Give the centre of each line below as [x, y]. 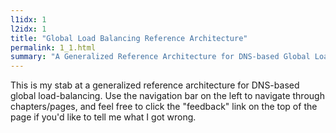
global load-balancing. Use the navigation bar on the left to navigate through [167, 96]
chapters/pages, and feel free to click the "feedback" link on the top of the [164, 107]
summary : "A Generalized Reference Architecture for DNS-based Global [160, 57]
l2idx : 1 [28, 29]
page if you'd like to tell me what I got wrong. [103, 117]
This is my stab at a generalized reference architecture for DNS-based [155, 85]
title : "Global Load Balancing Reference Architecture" [129, 38]
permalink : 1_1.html [53, 47]
